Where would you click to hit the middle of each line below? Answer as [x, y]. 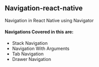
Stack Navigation [30, 43]
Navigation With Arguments [41, 49]
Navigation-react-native [44, 8]
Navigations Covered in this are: [39, 32]
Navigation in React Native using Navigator [49, 20]
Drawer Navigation [32, 59]
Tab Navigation [28, 54]
